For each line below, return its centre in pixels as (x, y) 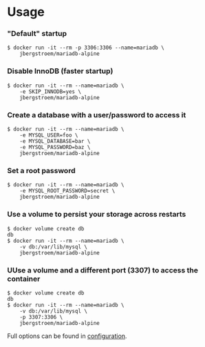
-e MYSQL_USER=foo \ (49, 135)
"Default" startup (37, 34)
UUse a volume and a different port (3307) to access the (102, 270)
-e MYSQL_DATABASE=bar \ (55, 141)
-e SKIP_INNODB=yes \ (50, 91)
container (24, 279)
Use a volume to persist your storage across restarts (97, 215)
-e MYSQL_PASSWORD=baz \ (55, 148)
